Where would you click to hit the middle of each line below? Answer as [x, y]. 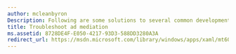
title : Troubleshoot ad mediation [58, 27]
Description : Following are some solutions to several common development [119, 20]
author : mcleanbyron [38, 14]
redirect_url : [28, 40]
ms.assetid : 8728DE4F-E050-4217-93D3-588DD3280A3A [83, 33]
